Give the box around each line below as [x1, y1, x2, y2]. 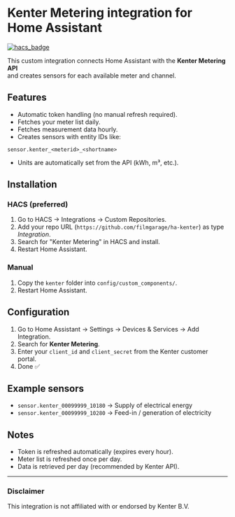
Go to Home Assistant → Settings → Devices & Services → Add [17, 325, 199, 333]
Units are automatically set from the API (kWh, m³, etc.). [17, 158, 179, 167]
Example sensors [7, 383, 84, 395]
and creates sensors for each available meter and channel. [7, 71, 176, 80]
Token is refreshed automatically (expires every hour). [17, 448, 173, 456]
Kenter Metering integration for [7, 5, 192, 21]
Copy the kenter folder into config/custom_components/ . [17, 278, 178, 287]
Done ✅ [17, 362, 41, 370]
